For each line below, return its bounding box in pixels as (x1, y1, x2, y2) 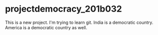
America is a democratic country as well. (5, 24, 87, 30)
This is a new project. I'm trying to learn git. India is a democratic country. (5, 19, 154, 25)
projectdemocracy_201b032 (5, 3, 122, 15)
